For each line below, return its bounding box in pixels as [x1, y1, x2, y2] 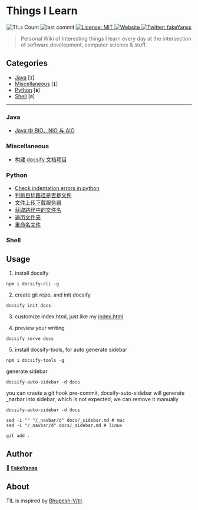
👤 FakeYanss [6, 465, 38, 472]
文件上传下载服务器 [14, 199, 62, 206]
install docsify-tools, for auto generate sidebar [14, 346, 128, 354]
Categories [6, 58, 48, 68]
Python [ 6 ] [14, 86, 40, 94]
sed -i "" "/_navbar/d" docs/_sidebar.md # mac [6, 418, 126, 424]
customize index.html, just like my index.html [14, 313, 124, 320]
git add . [6, 433, 31, 439]
